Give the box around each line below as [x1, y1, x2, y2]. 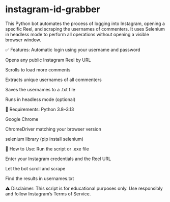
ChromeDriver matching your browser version [5, 126, 102, 132]
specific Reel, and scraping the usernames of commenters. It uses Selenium [5, 26, 165, 32]
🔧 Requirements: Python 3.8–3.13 [5, 106, 74, 112]
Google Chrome [5, 116, 39, 122]
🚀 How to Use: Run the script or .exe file [5, 145, 89, 151]
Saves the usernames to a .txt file [5, 86, 75, 92]
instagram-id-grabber [5, 4, 100, 15]
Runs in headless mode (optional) [5, 96, 76, 103]
